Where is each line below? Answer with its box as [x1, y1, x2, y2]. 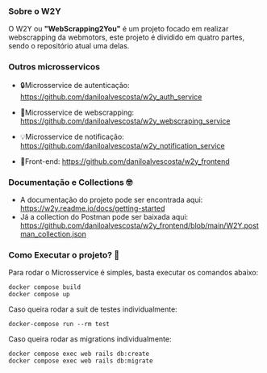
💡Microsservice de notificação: [19, 132, 125, 141]
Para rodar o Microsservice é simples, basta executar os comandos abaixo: [8, 268, 259, 278]
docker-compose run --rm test [8, 321, 111, 329]
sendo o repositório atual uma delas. [8, 41, 130, 51]
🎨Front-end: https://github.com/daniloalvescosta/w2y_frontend [19, 156, 230, 166]
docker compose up [8, 291, 70, 299]
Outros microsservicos [8, 61, 101, 73]
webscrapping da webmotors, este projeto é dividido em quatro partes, [8, 32, 244, 42]
